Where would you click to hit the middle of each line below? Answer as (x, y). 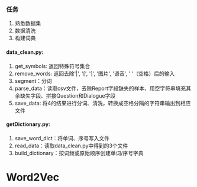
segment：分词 (33, 80)
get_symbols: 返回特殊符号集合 (52, 66)
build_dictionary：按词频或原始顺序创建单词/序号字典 (79, 153)
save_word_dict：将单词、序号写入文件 (62, 138)
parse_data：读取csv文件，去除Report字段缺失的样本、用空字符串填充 (100, 88)
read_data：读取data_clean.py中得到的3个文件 (71, 146)
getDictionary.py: (28, 124)
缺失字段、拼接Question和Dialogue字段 (68, 95)
